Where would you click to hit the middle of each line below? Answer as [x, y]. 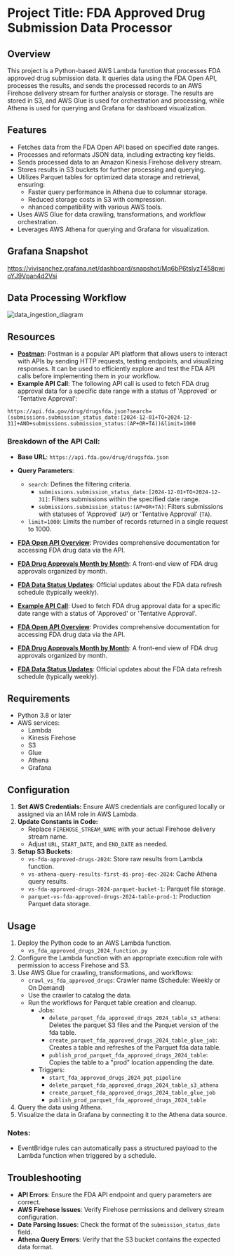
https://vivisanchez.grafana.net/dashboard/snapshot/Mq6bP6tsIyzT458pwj [116, 268]
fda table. [62, 1032]
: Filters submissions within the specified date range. [124, 499]
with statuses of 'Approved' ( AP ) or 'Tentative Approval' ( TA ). [125, 514]
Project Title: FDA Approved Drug [106, 13]
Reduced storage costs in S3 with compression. [97, 199]
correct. [29, 1202]
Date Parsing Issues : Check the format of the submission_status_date [119, 1225]
